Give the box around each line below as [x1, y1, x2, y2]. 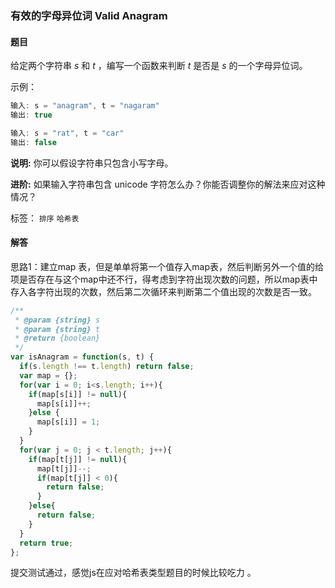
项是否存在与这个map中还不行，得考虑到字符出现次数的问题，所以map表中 [10, 273, 318, 285]
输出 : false [10, 137, 57, 147]
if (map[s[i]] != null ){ [28, 389, 128, 399]
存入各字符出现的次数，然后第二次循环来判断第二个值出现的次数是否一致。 [10, 285, 317, 297]
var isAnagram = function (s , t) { [10, 352, 155, 362]
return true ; [19, 538, 74, 548]
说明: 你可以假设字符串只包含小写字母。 [10, 157, 174, 169]
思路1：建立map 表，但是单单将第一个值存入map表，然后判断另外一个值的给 [10, 260, 325, 272]
